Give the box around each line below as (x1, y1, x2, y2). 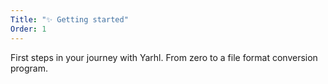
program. (10, 62, 49, 74)
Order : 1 (10, 24, 47, 34)
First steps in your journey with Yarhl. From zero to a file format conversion (10, 51, 318, 63)
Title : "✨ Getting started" (10, 14, 129, 25)
